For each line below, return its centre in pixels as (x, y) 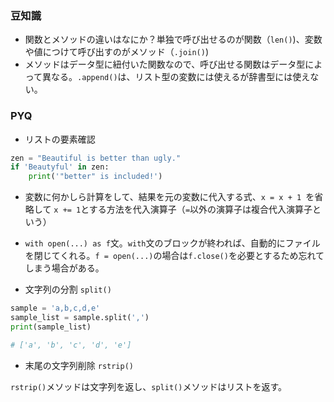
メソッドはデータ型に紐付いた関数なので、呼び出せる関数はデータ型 (165, 64)
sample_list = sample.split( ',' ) (80, 318)
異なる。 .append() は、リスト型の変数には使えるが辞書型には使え (176, 77)
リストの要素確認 (60, 139)
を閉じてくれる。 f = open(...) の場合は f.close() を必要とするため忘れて (174, 256)
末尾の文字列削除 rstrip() (79, 365)
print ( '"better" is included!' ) (95, 177)
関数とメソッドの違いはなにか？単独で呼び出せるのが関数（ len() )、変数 (173, 39)
